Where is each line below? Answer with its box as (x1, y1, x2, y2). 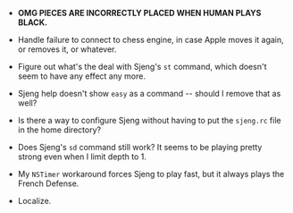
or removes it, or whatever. (17, 44, 117, 55)
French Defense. (17, 178, 80, 189)
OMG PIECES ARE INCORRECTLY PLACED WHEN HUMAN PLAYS (17, 8, 262, 18)
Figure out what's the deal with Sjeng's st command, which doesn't (17, 62, 267, 72)
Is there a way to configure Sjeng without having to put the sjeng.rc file (17, 115, 281, 125)
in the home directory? (17, 124, 101, 135)
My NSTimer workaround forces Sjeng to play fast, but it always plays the (17, 169, 285, 179)
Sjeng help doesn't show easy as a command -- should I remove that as (17, 89, 281, 98)
